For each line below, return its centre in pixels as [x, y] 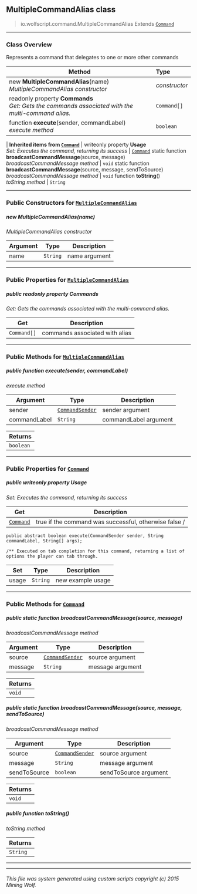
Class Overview [29, 45]
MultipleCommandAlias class [61, 10]
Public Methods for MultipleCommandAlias [65, 356]
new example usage [83, 580]
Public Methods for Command [45, 604]
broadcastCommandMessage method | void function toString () [83, 176]
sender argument [126, 410]
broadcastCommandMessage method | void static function [78, 163]
